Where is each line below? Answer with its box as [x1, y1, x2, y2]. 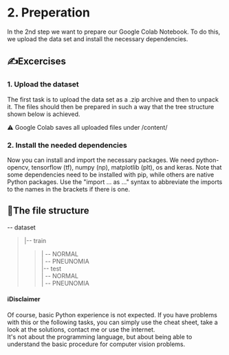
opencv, [7, 163, 30, 171]
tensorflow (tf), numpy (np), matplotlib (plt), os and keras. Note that [31, 163, 222, 171]
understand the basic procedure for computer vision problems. [7, 340, 186, 348]
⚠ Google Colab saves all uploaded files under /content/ [7, 123, 168, 131]
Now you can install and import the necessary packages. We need [7, 156, 195, 164]
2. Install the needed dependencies [7, 140, 127, 150]
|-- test [41, 264, 62, 273]
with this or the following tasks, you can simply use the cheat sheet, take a [7, 318, 218, 326]
